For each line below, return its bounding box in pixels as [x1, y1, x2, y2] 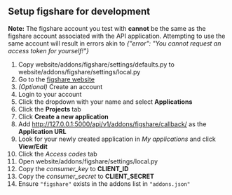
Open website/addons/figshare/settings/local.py [18, 157, 158, 166]
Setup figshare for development [8, 6, 150, 18]
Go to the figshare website [18, 75, 95, 83]
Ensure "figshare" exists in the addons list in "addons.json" [18, 179, 191, 188]
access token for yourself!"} [8, 46, 90, 55]
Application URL [18, 127, 67, 135]
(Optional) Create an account [18, 82, 103, 90]
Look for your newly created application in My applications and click [18, 135, 216, 143]
